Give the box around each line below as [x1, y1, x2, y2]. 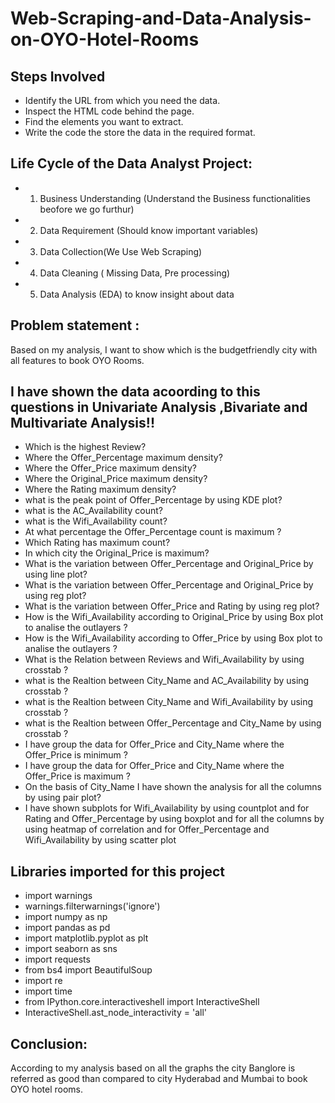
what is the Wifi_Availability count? [24, 515, 168, 527]
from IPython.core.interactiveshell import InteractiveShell [24, 996, 260, 1008]
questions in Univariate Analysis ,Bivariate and [10, 399, 308, 416]
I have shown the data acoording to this [10, 383, 261, 401]
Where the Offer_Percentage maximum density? [24, 452, 223, 464]
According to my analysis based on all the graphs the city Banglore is [10, 1062, 296, 1074]
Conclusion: [10, 1035, 88, 1052]
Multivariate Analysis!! [10, 415, 155, 432]
